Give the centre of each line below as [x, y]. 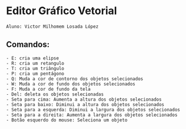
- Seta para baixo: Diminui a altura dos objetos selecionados [85, 104]
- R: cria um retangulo [35, 63]
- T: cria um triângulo [35, 68]
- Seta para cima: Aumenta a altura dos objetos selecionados [84, 99]
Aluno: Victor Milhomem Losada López [52, 27]
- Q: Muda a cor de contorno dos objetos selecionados [75, 79]
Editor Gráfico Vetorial [62, 11]
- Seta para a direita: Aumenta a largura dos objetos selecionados [92, 115]
